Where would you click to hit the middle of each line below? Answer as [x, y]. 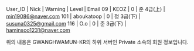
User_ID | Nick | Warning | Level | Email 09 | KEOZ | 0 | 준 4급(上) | [86, 9]
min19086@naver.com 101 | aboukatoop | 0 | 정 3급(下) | [73, 16]
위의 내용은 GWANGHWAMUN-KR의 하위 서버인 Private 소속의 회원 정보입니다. [97, 42]
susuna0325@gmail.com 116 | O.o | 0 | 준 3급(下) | [66, 23]
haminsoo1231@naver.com [38, 30]
